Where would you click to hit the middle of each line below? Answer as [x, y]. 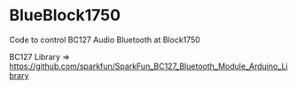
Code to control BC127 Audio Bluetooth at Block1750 [105, 40]
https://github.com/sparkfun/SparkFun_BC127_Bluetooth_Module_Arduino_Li [148, 66]
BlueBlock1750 [65, 15]
